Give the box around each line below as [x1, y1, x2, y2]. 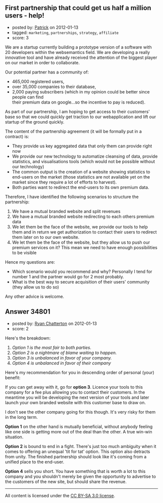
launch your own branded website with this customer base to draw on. [5, 399, 146, 405]
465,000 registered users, [12, 78, 65, 84]
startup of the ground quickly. [5, 119, 65, 125]
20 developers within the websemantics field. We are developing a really [5, 49, 150, 55]
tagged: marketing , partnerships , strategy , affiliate [12, 29, 119, 36]
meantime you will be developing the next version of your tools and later [5, 394, 149, 400]
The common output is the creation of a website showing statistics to [12, 169, 150, 175]
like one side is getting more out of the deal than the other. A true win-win [5, 429, 152, 434]
